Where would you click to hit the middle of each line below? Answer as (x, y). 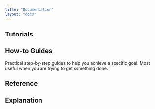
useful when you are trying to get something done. (57, 68)
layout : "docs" (21, 14)
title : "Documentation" (30, 10)
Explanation (24, 100)
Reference (21, 84)
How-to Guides (29, 51)
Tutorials (19, 34)
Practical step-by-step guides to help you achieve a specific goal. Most (77, 63)
